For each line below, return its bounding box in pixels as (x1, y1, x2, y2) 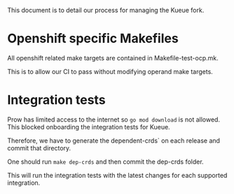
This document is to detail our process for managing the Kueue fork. (7, 6, 205, 14)
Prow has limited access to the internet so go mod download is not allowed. (7, 115, 221, 124)
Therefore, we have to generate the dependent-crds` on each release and (7, 136, 221, 145)
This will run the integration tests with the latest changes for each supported (7, 171, 228, 179)
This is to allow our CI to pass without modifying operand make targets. (7, 67, 214, 76)
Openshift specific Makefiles (7, 31, 179, 46)
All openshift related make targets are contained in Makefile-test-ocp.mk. (7, 53, 219, 62)
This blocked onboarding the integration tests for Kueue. (7, 122, 170, 131)
